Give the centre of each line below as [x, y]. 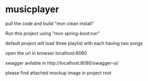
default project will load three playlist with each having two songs [74, 43]
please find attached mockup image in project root [58, 73]
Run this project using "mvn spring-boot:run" [53, 33]
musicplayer [32, 9]
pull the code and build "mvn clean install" [50, 23]
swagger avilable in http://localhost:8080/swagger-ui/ [62, 63]
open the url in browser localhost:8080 [46, 53]
